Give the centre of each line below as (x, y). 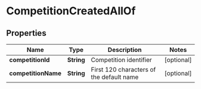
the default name (115, 77)
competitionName (35, 73)
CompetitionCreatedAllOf (71, 11)
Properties (26, 33)
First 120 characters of (123, 70)
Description (125, 50)
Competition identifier (121, 60)
